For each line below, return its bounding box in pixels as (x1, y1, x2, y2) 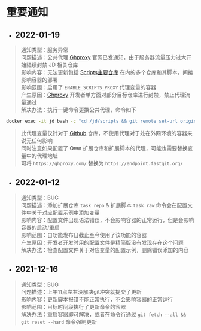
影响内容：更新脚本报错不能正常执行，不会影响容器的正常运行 (20, 296, 173, 303)
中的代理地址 (26, 152, 58, 159)
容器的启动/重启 (20, 224, 60, 231)
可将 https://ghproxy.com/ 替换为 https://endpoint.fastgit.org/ (20, 159, 184, 166)
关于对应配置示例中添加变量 (31, 209, 100, 216)
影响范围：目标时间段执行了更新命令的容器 (20, 303, 126, 310)
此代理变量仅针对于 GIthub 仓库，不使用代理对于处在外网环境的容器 (20, 129, 187, 136)
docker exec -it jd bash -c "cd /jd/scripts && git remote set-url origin (6, 118, 197, 124)
